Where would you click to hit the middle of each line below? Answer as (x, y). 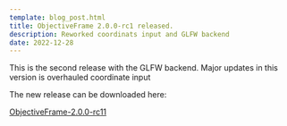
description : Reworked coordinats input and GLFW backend (119, 34)
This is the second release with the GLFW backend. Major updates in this (144, 68)
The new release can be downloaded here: (88, 95)
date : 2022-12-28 (42, 42)
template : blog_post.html (57, 17)
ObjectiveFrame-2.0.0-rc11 (58, 112)
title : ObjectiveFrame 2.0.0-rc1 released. (92, 26)
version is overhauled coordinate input (80, 78)
